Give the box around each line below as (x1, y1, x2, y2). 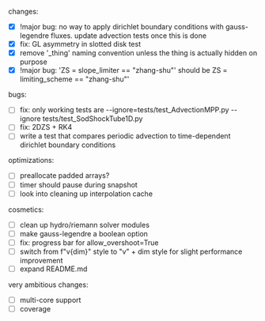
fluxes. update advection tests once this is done (51, 31, 207, 40)
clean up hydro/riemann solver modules (19, 220, 150, 229)
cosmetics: (8, 205, 44, 214)
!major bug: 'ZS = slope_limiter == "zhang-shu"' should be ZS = (19, 66, 228, 75)
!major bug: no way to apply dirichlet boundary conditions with (19, 22, 224, 31)
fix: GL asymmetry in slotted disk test (19, 40, 141, 49)
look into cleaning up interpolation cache (19, 189, 153, 198)
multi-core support (19, 295, 81, 304)
